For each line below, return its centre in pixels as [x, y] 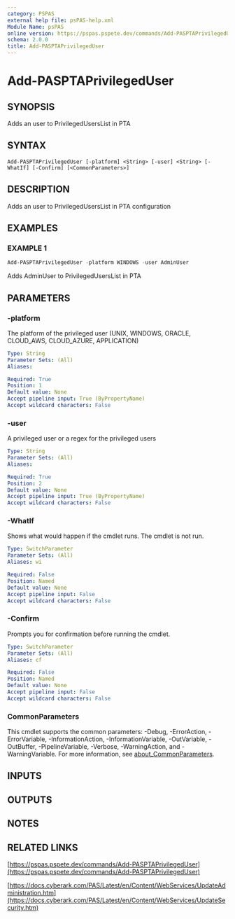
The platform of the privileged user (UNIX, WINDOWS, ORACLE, [99, 333]
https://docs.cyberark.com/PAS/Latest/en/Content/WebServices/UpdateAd [117, 885]
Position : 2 [24, 483]
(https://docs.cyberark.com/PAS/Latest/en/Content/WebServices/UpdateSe [116, 900]
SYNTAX [27, 145]
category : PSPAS [31, 14]
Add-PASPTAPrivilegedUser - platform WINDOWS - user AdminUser [98, 263]
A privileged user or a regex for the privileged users [81, 438]
